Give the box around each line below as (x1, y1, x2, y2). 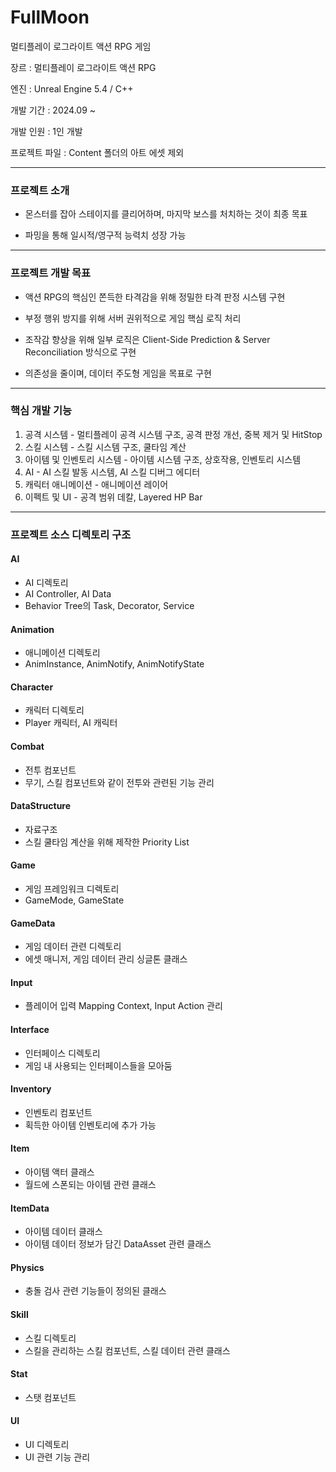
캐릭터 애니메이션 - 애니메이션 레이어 (24, 478, 169, 490)
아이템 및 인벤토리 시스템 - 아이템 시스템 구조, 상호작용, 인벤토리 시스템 (24, 453, 302, 465)
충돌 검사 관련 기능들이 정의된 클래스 (24, 1285, 167, 1297)
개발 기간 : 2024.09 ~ (10, 104, 97, 116)
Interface (10, 1023, 50, 1035)
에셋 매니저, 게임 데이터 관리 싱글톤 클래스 (24, 953, 188, 965)
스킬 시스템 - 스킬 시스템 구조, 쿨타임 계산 (24, 441, 187, 453)
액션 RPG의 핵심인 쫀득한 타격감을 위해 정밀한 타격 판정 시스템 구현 (24, 291, 286, 303)
